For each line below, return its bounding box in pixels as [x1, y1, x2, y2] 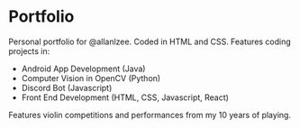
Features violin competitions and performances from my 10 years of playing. [8, 109, 292, 120]
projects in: [8, 45, 50, 56]
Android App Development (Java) [21, 63, 146, 74]
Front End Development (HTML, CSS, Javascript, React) [21, 92, 229, 103]
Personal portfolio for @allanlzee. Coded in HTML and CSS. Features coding [8, 36, 292, 47]
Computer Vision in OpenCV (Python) [21, 72, 161, 83]
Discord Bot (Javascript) [21, 82, 113, 93]
